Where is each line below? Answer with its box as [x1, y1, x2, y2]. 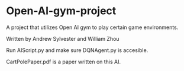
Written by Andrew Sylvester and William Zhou [6, 35, 120, 42]
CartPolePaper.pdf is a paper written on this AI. [6, 58, 121, 65]
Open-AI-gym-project [6, 4, 117, 18]
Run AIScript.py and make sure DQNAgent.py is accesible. [6, 46, 149, 54]
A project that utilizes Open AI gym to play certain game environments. [6, 24, 179, 31]
